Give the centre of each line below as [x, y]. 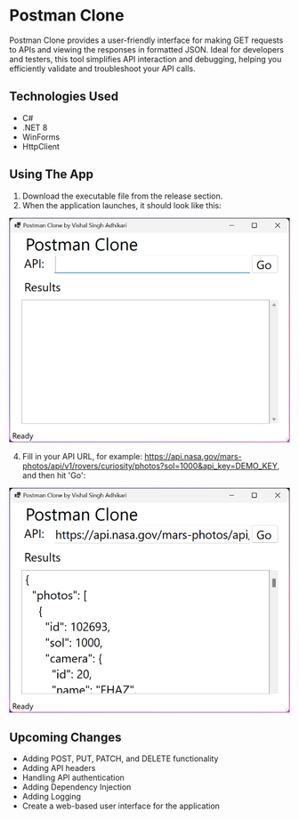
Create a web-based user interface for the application [121, 806]
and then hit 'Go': [54, 475]
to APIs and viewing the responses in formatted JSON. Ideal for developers [147, 49]
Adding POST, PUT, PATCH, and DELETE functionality [120, 759]
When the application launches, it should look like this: [122, 205]
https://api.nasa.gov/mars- [193, 457]
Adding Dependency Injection [77, 787]
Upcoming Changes [65, 738]
